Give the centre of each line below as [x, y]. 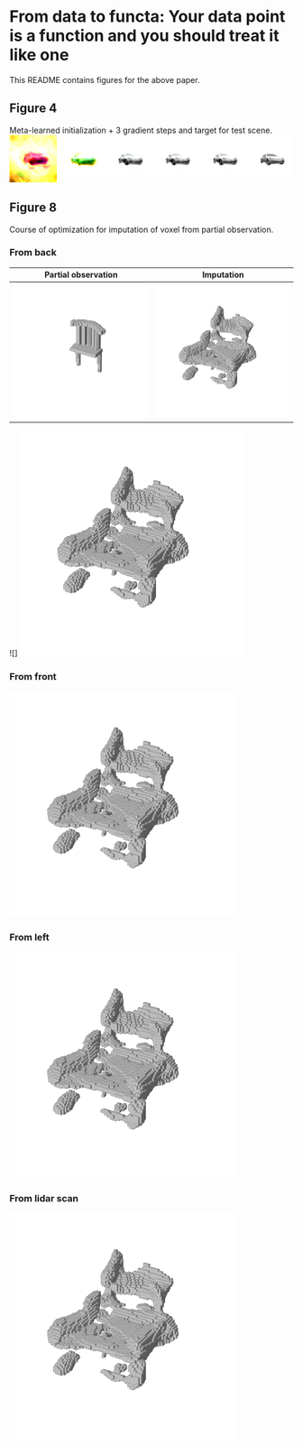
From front [33, 677]
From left [29, 938]
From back [33, 253]
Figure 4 [33, 109]
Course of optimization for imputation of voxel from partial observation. [142, 229]
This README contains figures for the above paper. [105, 79]
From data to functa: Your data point [147, 17]
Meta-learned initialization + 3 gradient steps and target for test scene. [141, 130]
